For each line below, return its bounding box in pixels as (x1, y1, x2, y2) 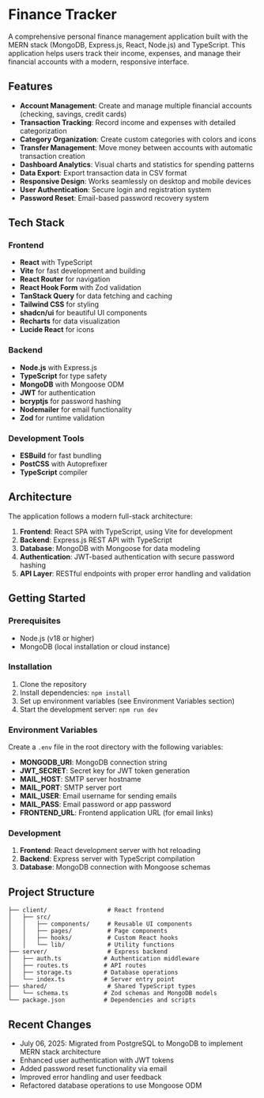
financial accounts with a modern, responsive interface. (8, 57, 190, 66)
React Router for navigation (19, 274, 111, 284)
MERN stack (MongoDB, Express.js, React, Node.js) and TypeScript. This (8, 40, 246, 49)
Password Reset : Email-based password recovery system (19, 193, 209, 202)
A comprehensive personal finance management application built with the (8, 32, 249, 41)
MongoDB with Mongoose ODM (19, 379, 125, 389)
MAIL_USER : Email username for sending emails (19, 791, 177, 801)
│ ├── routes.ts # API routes (8, 962, 147, 970)
